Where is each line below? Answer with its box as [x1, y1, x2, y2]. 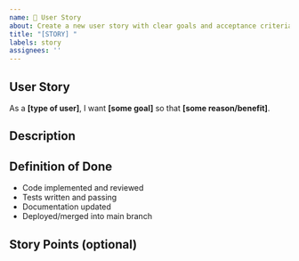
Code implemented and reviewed [21, 183, 144, 193]
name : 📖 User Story [9, 12, 82, 22]
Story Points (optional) [9, 237, 138, 252]
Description [9, 128, 76, 143]
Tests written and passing [21, 192, 117, 203]
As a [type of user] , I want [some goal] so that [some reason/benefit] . [9, 102, 271, 113]
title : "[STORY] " [9, 29, 77, 38]
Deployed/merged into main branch [21, 211, 153, 222]
